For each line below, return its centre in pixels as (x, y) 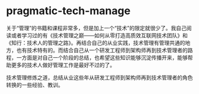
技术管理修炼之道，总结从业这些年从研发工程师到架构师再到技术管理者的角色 (99, 77)
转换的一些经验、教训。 (35, 85)
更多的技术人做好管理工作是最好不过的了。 (63, 65)
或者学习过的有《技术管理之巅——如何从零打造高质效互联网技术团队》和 (99, 35)
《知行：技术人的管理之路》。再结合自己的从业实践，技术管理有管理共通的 (96, 43)
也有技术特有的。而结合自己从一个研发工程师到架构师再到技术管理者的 (102, 50)
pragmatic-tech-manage (68, 11)
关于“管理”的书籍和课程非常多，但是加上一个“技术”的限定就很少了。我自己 (96, 28)
